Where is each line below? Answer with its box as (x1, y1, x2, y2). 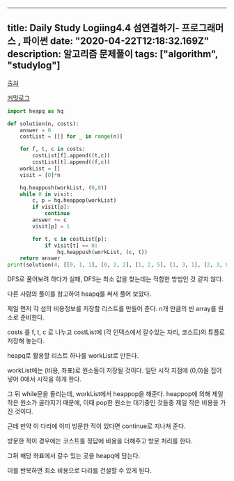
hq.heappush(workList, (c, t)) (56, 249, 148, 255)
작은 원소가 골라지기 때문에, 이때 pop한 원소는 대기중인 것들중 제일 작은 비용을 (7, 398, 219, 407)
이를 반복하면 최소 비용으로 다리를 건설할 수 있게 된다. (7, 466, 152, 475)
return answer (19, 255, 61, 262)
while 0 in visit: (19, 191, 73, 198)
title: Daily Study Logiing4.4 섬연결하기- (7, 22, 180, 34)
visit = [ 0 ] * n (19, 171, 61, 178)
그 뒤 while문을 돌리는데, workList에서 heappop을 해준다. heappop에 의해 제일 (7, 390, 224, 398)
